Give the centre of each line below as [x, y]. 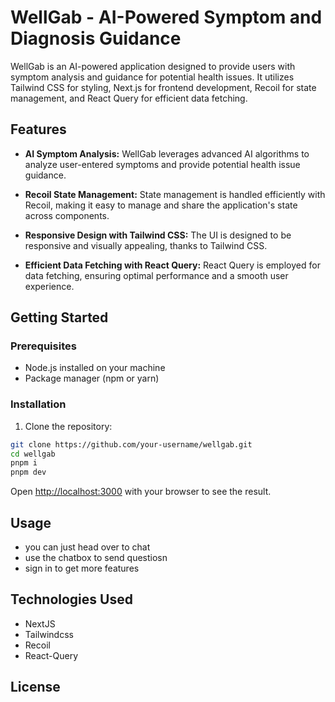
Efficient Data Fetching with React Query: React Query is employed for [172, 265]
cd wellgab [33, 454]
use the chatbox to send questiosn [96, 558]
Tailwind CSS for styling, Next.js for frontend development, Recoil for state [163, 87]
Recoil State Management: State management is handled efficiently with [175, 194]
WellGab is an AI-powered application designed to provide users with [153, 66]
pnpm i [24, 463]
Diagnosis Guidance [96, 38]
